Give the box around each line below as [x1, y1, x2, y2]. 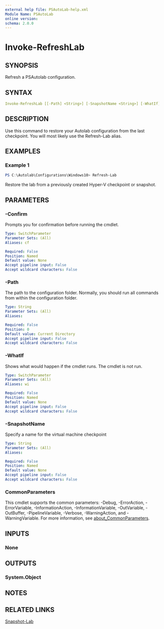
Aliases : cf [5, 240, 29, 245]
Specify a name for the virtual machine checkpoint [5, 431, 107, 437]
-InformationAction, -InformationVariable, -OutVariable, [34, 505, 145, 511]
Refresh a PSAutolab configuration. [5, 74, 76, 80]
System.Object [5, 574, 41, 581]
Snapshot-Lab [5, 619, 34, 625]
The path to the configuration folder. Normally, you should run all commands [5, 290, 159, 296]
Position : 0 [5, 327, 29, 332]
